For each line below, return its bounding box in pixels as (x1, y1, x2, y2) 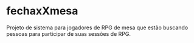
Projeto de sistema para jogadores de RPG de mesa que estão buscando (6, 24, 189, 31)
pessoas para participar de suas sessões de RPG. (6, 30, 131, 37)
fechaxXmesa (6, 4, 78, 18)
